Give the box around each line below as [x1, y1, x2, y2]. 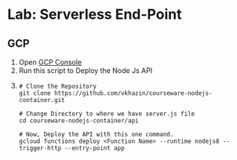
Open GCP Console [18, 57, 82, 67]
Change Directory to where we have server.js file [26, 110, 195, 118]
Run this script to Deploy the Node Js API [18, 66, 153, 75]
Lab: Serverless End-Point [7, 5, 182, 24]
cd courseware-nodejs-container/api [18, 117, 139, 125]
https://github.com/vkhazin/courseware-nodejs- [53, 89, 213, 97]
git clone [18, 89, 52, 97]
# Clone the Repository [18, 82, 97, 90]
